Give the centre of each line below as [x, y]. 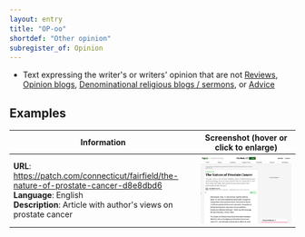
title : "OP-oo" [38, 29]
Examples [38, 113]
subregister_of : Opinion [56, 48]
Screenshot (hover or [246, 137]
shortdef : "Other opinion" [60, 38]
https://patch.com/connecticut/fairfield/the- [96, 176]
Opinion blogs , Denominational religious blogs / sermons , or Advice [148, 84]
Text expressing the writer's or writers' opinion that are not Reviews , [150, 75]
